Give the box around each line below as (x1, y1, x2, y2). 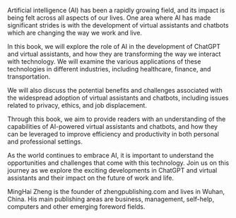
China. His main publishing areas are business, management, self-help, (7, 195, 214, 203)
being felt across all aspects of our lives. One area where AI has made (7, 13, 211, 22)
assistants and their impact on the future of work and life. (7, 173, 175, 182)
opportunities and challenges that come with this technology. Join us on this (7, 159, 230, 167)
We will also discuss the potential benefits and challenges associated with (7, 86, 223, 94)
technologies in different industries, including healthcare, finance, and (7, 65, 211, 73)
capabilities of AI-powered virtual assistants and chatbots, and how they (7, 122, 218, 130)
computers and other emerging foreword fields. (7, 202, 146, 211)
